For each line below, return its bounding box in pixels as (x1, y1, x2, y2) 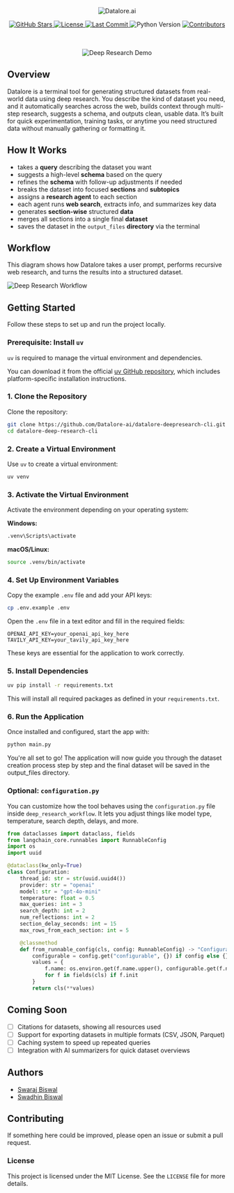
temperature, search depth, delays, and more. (7, 816, 139, 825)
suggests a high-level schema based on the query (17, 170, 162, 178)
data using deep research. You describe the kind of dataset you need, (24, 94, 226, 103)
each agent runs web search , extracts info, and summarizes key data (17, 200, 217, 208)
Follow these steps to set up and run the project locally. (7, 320, 166, 329)
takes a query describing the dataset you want (17, 163, 152, 171)
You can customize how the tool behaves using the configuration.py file (7, 802, 216, 810)
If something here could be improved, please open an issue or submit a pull (7, 1131, 224, 1139)
